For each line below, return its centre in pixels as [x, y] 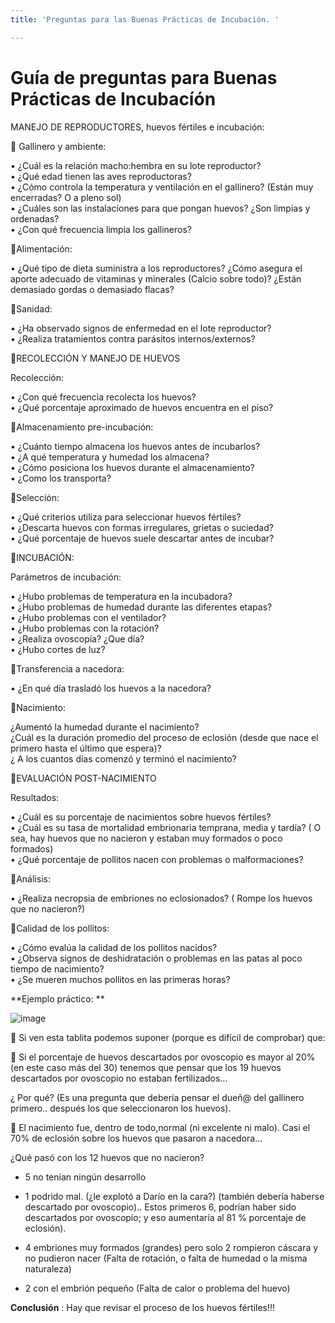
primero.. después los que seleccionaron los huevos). [121, 1108]
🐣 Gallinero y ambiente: [58, 146]
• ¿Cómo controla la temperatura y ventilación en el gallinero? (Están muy [162, 187]
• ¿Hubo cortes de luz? [58, 649]
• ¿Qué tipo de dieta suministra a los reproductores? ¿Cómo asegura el [156, 268]
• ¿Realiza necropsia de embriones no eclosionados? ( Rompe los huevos [161, 898]
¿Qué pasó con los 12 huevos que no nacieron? [107, 1157]
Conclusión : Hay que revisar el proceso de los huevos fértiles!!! [143, 1307]
